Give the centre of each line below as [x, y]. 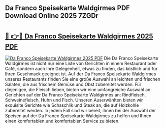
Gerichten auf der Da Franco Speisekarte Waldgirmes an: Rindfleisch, [76, 95]
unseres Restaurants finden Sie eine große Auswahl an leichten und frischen [83, 79]
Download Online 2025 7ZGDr [52, 16]
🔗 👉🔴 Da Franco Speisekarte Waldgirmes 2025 [79, 36]
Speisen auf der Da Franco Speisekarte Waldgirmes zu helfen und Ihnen [78, 116]
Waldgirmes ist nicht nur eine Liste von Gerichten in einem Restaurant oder [81, 63]
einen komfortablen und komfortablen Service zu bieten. [62, 121]
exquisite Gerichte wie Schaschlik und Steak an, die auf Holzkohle [72, 105]
